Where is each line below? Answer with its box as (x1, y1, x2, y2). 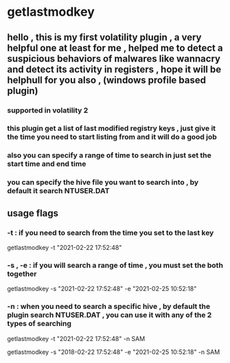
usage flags (7, 207, 59, 219)
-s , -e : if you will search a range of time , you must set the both (7, 260, 223, 270)
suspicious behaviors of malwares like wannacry (7, 53, 221, 64)
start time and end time (7, 159, 87, 168)
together (7, 268, 37, 278)
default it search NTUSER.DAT (7, 186, 110, 196)
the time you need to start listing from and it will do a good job (7, 132, 218, 142)
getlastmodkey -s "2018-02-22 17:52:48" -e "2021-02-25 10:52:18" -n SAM (7, 347, 220, 356)
